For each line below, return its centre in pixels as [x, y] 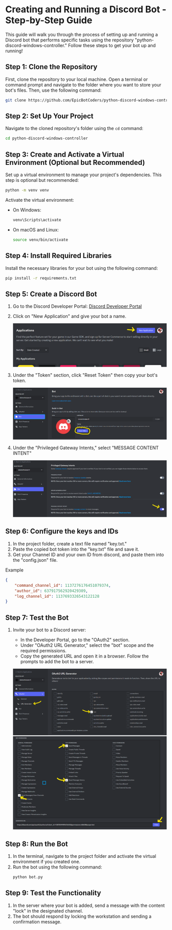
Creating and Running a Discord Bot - [86, 9]
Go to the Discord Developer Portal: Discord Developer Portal [77, 306]
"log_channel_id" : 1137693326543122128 [57, 596]
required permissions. [43, 651]
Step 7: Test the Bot [37, 617]
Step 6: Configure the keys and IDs [62, 531]
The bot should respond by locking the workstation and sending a [82, 916]
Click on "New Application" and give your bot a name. [69, 316]
